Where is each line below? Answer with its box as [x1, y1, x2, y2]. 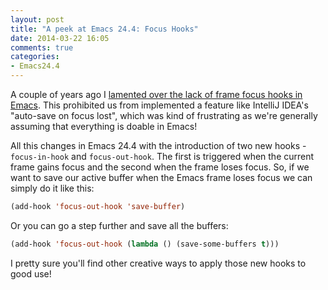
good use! [10, 267, 52, 280]
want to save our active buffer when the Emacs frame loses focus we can [10, 172, 313, 183]
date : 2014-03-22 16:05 [10, 33, 110, 43]
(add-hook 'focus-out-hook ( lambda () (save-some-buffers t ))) [10, 239, 280, 249]
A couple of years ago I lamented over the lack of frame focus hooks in [10, 89, 303, 100]
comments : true [10, 42, 74, 53]
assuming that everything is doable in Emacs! [10, 121, 198, 132]
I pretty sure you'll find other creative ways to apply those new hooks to [10, 257, 307, 269]
